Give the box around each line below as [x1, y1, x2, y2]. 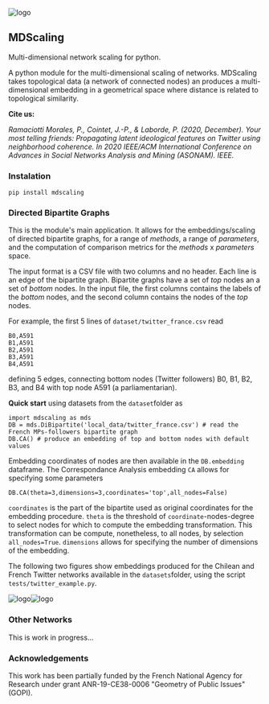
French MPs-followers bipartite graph [8, 428, 138, 436]
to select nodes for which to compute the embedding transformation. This [8, 520, 253, 530]
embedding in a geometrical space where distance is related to [50, 84, 259, 94]
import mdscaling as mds [8, 414, 92, 422]
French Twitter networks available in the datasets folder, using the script [8, 570, 246, 579]
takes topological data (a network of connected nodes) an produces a [8, 76, 239, 86]
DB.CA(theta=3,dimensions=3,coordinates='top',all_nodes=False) [8, 489, 228, 497]
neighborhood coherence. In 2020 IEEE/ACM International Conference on [8, 142, 252, 151]
